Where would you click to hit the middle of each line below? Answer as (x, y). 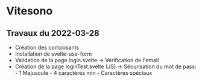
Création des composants (47, 47)
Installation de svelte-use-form (53, 54)
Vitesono (30, 11)
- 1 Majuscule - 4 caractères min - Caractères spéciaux (84, 73)
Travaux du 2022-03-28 (53, 33)
